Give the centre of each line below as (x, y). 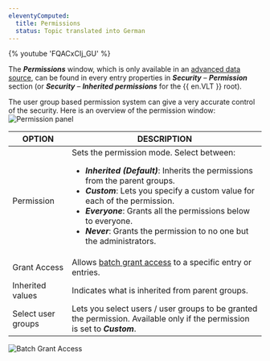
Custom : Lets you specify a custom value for (170, 191)
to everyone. (109, 221)
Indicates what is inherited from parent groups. (160, 291)
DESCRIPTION (165, 139)
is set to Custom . (104, 329)
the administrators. (121, 241)
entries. (86, 272)
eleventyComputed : (39, 16)
